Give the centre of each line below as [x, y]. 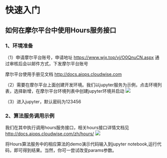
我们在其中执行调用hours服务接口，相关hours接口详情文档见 [67, 128]
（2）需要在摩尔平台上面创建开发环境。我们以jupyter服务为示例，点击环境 [82, 85]
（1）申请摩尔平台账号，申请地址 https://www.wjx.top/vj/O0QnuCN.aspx [80, 57]
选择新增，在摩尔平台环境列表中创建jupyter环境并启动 [69, 91]
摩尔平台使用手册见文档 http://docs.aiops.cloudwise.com [64, 74]
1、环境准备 [19, 45]
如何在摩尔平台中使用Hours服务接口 [61, 30]
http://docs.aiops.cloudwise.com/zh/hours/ [50, 134]
